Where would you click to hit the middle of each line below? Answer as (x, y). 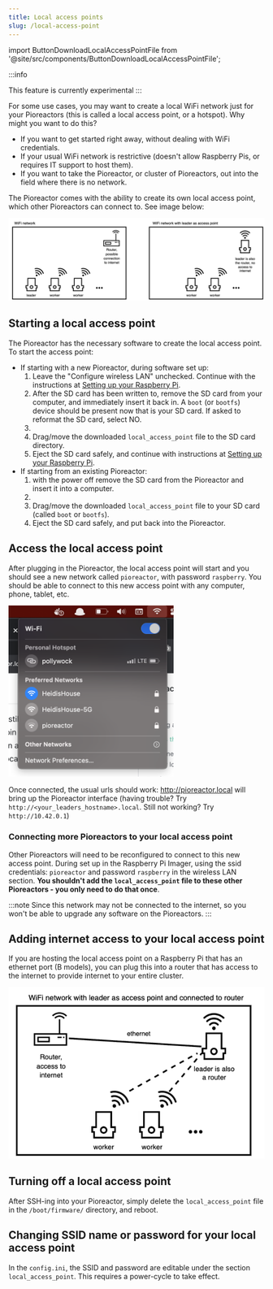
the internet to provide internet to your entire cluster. (96, 976)
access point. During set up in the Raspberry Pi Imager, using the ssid (125, 863)
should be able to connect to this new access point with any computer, (127, 585)
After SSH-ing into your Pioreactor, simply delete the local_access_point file (136, 1201)
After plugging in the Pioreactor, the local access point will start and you (129, 568)
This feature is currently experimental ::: (75, 90)
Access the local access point (86, 549)
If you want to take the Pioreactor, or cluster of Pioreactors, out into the (139, 173)
